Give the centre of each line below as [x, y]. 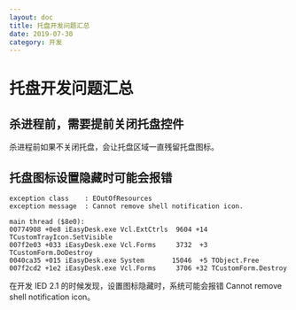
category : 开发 [36, 42]
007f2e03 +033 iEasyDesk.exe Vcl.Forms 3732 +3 [109, 245]
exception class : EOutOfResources [81, 199]
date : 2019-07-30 [41, 34]
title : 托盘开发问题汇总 [50, 26]
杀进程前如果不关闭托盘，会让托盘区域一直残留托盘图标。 [114, 147]
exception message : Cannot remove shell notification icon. [126, 206]
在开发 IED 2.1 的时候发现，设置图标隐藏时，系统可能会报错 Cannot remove [145, 286]
